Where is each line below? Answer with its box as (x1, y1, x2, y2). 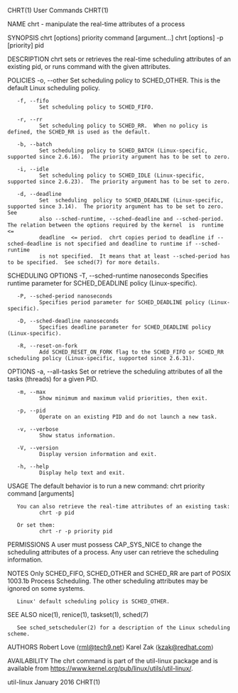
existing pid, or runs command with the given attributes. (7, 62, 171, 70)
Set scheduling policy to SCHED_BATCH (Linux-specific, (38, 147, 208, 154)
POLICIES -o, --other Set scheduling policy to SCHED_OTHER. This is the (7, 76, 221, 84)
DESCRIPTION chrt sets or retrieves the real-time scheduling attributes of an (7, 55, 232, 63)
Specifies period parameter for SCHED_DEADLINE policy (38, 299, 205, 306)
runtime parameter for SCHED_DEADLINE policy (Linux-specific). (7, 279, 198, 287)
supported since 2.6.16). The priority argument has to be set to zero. (7, 153, 231, 160)
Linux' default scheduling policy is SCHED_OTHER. (16, 598, 171, 605)
